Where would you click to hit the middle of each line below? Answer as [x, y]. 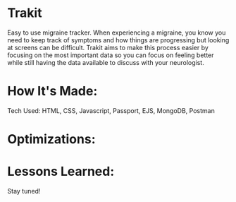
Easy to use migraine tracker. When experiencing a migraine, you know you [117, 32]
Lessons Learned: [61, 172]
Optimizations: [51, 139]
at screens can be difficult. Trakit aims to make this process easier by [108, 47]
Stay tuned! [24, 191]
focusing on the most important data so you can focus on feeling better [111, 55]
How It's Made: [52, 91]
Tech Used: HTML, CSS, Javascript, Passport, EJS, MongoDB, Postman [111, 110]
